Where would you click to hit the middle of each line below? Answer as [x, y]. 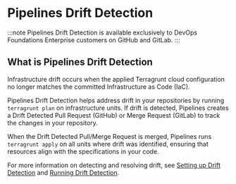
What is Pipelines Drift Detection [80, 62]
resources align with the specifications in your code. [83, 151]
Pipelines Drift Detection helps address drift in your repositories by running [116, 100]
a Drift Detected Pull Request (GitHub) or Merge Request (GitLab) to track [114, 115]
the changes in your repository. [53, 123]
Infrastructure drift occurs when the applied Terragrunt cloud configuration [116, 79]
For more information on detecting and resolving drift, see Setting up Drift [114, 165]
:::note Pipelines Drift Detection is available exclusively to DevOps [103, 32]
